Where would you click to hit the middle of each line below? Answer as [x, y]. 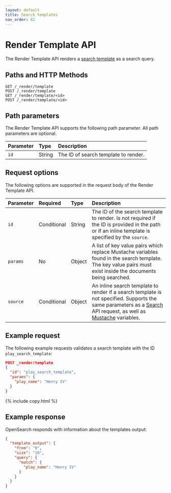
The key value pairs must [121, 264]
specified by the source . [120, 237]
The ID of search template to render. [101, 155]
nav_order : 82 [20, 19]
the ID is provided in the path [126, 224]
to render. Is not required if [124, 218]
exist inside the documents [124, 271]
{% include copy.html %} [31, 401]
